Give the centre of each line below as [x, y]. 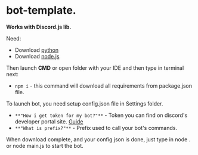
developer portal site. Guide [49, 121]
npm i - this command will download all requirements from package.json [103, 86]
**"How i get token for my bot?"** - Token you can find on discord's [101, 115]
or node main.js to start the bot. [45, 145]
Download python [36, 50]
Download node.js [37, 56]
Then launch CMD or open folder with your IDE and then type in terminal [95, 68]
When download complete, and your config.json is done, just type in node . [98, 139]
